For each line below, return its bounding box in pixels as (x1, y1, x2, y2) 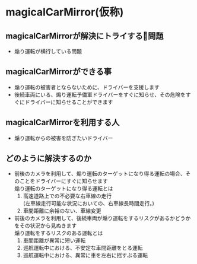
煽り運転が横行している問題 (14, 48, 82, 55)
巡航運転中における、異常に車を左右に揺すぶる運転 (23, 252, 148, 259)
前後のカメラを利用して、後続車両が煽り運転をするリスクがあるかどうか (14, 215, 191, 222)
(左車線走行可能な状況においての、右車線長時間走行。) (23, 200, 155, 207)
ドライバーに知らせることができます (24, 98, 113, 106)
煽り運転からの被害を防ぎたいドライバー (14, 134, 113, 141)
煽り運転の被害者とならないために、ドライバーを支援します (14, 84, 160, 91)
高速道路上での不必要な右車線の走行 (23, 192, 112, 199)
